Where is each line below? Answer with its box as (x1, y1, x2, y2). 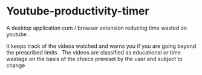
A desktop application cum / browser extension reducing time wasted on (6, 24, 187, 31)
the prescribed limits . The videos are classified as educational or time (6, 48, 181, 56)
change (6, 62, 25, 69)
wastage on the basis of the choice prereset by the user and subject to (6, 55, 183, 62)
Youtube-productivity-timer (6, 4, 149, 18)
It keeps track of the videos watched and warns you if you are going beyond (6, 42, 197, 50)
